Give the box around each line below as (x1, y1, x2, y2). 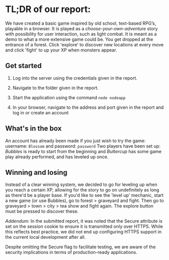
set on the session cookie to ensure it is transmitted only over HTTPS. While (5, 223, 163, 230)
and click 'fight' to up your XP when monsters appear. (5, 47, 118, 53)
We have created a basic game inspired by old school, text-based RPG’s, (5, 20, 156, 26)
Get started (5, 61, 42, 70)
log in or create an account (12, 109, 69, 115)
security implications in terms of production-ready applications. (5, 249, 138, 255)
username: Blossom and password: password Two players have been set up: (5, 143, 160, 149)
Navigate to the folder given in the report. (12, 85, 99, 91)
